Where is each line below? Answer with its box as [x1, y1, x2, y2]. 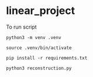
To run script [6, 23, 37, 30]
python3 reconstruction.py [6, 65, 72, 71]
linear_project [6, 4, 75, 17]
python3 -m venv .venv [6, 34, 61, 40]
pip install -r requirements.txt [6, 55, 88, 61]
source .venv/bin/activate [6, 45, 72, 51]
